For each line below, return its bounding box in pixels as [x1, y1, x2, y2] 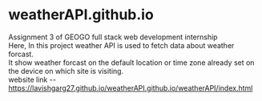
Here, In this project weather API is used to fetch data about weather [8, 40, 235, 50]
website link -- [8, 75, 56, 84]
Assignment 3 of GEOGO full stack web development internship [8, 32, 218, 42]
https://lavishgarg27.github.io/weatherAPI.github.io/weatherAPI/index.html [8, 83, 253, 93]
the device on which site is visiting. [8, 66, 124, 75]
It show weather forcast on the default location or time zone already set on [8, 58, 255, 67]
